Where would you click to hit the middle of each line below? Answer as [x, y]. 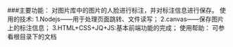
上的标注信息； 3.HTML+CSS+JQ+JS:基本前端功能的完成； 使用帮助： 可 [113, 28]
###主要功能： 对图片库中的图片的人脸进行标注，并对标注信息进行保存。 [113, 10]
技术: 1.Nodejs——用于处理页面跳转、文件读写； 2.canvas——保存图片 [121, 19]
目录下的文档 [38, 36]
